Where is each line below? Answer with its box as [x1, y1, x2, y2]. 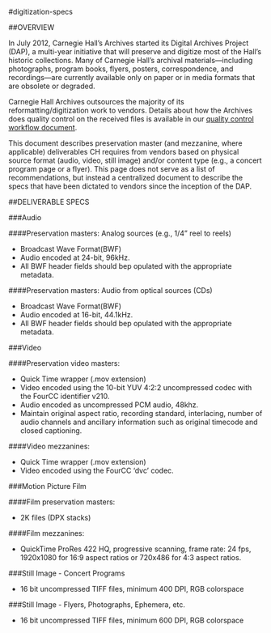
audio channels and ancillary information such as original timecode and [19, 417, 258, 427]
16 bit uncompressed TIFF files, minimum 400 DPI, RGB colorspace [19, 584, 244, 593]
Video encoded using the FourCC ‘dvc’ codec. [19, 465, 174, 475]
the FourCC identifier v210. [19, 392, 110, 401]
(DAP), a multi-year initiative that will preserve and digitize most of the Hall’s [8, 47, 261, 56]
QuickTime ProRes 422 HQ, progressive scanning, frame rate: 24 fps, [19, 544, 252, 554]
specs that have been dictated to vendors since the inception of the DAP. [8, 181, 252, 191]
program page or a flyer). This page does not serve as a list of [8, 164, 216, 173]
